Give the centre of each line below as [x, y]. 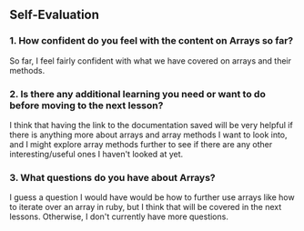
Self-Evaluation [55, 15]
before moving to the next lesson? [86, 105]
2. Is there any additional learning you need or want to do [137, 94]
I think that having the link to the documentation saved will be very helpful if [151, 125]
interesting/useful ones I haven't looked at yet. [96, 154]
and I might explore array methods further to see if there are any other [141, 144]
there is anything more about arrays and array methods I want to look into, [149, 135]
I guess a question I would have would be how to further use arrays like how [152, 197]
